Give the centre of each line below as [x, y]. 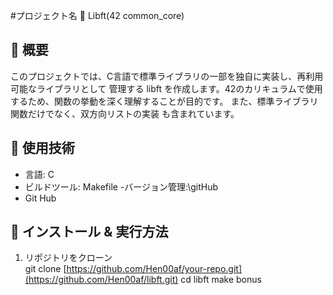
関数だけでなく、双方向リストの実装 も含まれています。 [125, 113]
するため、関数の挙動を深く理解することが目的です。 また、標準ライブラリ [164, 101]
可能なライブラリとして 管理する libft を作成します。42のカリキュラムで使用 [166, 88]
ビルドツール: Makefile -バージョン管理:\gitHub [121, 186]
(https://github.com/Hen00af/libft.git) [101, 280]
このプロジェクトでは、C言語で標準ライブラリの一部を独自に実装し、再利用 [167, 76]
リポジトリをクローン [68, 258]
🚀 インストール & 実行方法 [89, 232]
